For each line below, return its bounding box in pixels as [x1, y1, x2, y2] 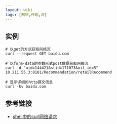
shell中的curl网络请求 [12, 113, 57, 119]
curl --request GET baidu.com [5, 51, 69, 56]
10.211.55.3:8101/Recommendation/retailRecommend [5, 70, 112, 75]
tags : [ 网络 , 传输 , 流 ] [5, 12, 47, 17]
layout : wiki [5, 7, 33, 13]
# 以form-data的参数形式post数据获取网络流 [5, 61, 89, 66]
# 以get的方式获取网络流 [5, 47, 51, 52]
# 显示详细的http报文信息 [5, 79, 53, 85]
